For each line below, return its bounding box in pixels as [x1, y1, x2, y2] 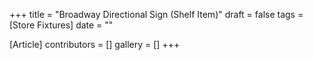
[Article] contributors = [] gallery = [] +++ [9, 39, 181, 50]
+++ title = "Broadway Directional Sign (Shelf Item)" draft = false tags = [9, 9, 304, 20]
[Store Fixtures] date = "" [9, 19, 114, 31]
